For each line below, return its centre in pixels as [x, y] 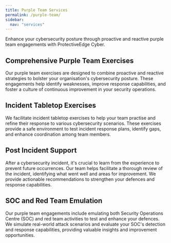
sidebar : [15, 20]
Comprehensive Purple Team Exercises [70, 60]
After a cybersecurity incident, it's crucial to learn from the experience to [82, 163]
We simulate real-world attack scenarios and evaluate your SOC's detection [85, 224]
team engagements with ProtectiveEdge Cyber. [55, 45]
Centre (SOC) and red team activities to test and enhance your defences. [83, 218]
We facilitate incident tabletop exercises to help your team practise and [80, 118]
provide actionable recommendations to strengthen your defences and [80, 179]
